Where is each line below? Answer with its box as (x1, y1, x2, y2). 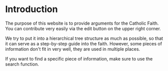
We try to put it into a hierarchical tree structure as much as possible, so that (5, 35, 163, 41)
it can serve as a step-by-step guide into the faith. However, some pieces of (5, 40, 162, 46)
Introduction (5, 4, 58, 15)
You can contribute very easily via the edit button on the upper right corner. (5, 25, 161, 31)
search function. (5, 61, 39, 67)
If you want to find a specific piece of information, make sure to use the (5, 55, 153, 61)
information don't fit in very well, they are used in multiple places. (5, 46, 140, 52)
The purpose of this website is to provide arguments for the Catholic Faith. (5, 20, 159, 26)
